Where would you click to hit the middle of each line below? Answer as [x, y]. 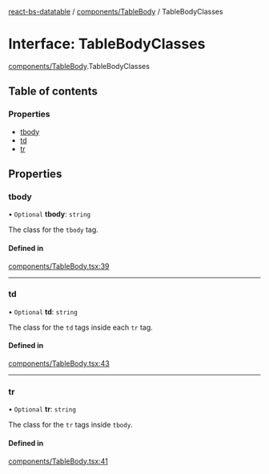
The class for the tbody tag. [53, 230]
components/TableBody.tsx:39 [59, 266]
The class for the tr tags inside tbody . [71, 425]
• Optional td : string [43, 311]
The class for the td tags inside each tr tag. [81, 327]
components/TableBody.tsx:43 [59, 363]
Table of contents [53, 91]
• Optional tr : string [42, 409]
